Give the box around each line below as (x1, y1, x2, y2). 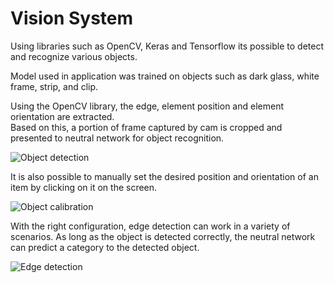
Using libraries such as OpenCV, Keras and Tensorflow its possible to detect (10, 40, 324, 52)
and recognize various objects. (10, 50, 138, 62)
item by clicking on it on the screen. (10, 181, 158, 193)
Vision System (10, 7, 134, 30)
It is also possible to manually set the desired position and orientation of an (10, 170, 319, 182)
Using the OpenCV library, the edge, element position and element (10, 100, 284, 112)
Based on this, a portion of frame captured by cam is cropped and (10, 121, 283, 133)
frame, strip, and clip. (10, 80, 99, 92)
